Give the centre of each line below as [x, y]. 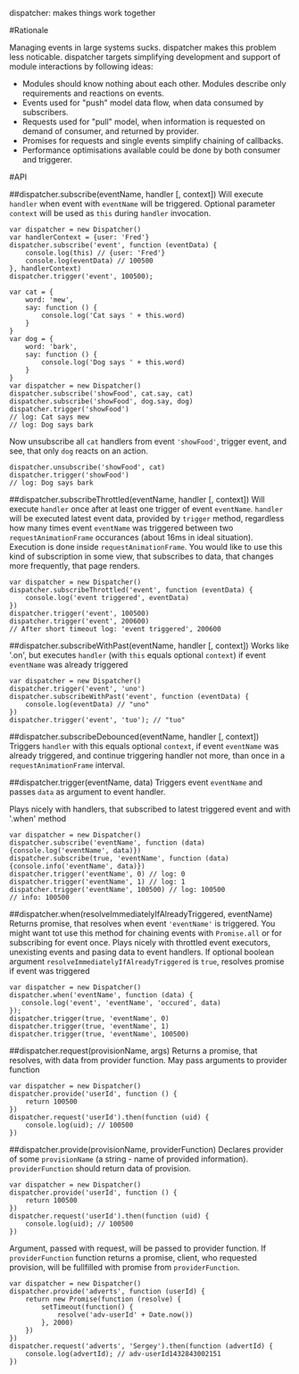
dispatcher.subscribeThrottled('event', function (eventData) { [131, 590]
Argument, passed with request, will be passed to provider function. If [137, 1248]
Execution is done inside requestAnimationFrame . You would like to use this [146, 547]
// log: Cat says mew [50, 417]
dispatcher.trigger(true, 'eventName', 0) [89, 1019]
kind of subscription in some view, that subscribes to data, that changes [141, 556]
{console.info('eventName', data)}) [77, 866]
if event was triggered [50, 971]
